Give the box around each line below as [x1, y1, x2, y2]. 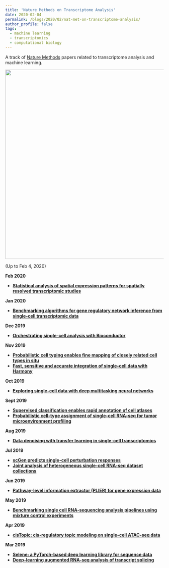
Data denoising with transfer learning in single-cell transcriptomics [12, 437, 156, 443]
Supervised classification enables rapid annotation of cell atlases [12, 407, 152, 413]
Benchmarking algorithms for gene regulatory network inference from [12, 307, 162, 314]
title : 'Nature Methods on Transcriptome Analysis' [5, 7, 116, 13]
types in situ [12, 357, 39, 364]
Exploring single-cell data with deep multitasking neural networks [12, 387, 154, 394]
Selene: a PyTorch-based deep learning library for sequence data [12, 551, 152, 557]
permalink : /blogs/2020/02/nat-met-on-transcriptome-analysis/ [5, 17, 141, 22]
